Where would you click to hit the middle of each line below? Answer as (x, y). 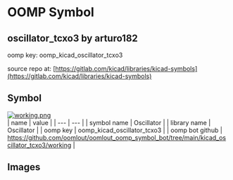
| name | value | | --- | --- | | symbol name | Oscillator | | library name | (109, 122)
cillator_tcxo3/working (39, 145)
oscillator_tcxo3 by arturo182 (73, 38)
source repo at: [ (31, 69)
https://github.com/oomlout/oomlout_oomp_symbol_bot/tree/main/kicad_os (117, 137)
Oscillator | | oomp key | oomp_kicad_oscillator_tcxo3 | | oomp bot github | (115, 130)
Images (24, 167)
